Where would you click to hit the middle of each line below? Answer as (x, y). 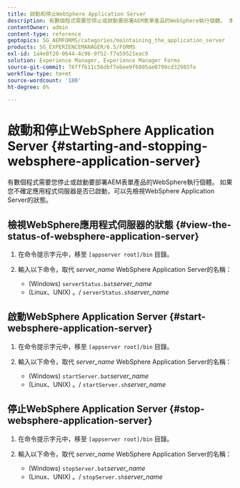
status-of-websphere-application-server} (104, 236)
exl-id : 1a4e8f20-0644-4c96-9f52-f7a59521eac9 (78, 54)
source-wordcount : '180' (44, 80)
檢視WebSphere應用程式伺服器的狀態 (90, 224)
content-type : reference (44, 34)
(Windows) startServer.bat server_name (89, 376)
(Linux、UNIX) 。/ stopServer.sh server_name (95, 477)
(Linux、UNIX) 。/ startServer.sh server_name (97, 384)
